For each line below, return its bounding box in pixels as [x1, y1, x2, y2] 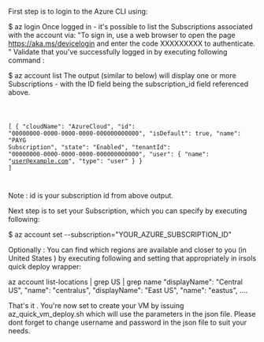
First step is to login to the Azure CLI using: [8, 7, 148, 16]
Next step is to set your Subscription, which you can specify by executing [8, 205, 247, 216]
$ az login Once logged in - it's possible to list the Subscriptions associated [8, 22, 254, 31]
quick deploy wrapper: [8, 261, 81, 271]
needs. [8, 325, 31, 335]
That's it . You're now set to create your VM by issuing [8, 300, 184, 310]
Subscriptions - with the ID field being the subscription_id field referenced [8, 79, 249, 88]
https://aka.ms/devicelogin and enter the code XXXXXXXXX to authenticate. [8, 39, 256, 48]
